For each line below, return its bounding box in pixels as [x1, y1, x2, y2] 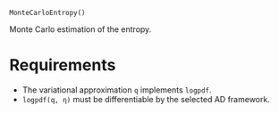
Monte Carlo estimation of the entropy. [9, 24, 152, 35]
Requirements [9, 55, 116, 76]
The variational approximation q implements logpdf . [21, 85, 212, 95]
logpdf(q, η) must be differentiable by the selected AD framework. [21, 93, 270, 104]
